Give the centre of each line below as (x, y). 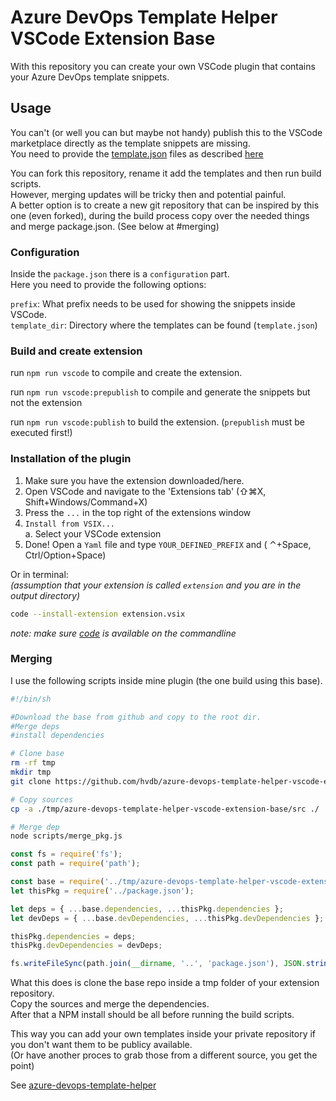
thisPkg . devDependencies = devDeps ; (86, 946)
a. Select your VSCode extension (93, 533)
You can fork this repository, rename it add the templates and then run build (166, 173)
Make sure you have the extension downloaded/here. (134, 480)
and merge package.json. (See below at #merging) (115, 226)
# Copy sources (42, 799)
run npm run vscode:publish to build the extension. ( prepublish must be (157, 422)
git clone (31, 781)
